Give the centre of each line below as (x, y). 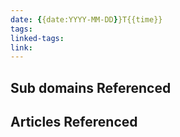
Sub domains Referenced (91, 87)
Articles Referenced (74, 122)
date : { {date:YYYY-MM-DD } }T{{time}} (86, 19)
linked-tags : (37, 38)
